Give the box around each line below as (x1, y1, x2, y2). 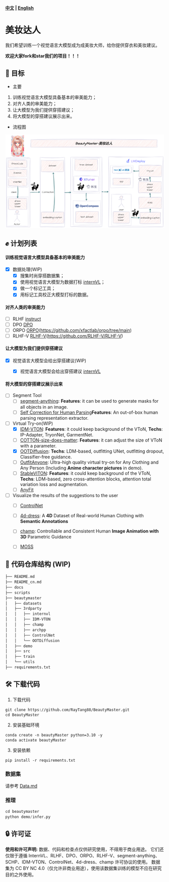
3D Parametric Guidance (20, 534, 72, 540)
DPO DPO (12, 321, 33, 327)
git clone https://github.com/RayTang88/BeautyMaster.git (5, 707, 130, 712)
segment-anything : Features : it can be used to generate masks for (20, 398, 159, 404)
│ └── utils (5, 659, 35, 665)
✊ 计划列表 (5, 239, 37, 248)
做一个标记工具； (20, 285, 56, 291)
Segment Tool (12, 393, 42, 399)
